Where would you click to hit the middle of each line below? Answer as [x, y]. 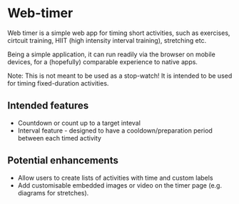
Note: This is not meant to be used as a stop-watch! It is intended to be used [120, 76]
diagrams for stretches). [53, 193]
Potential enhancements [63, 161]
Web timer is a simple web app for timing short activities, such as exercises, [119, 33]
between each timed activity [60, 138]
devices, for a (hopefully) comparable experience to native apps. [103, 61]
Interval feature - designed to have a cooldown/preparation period [115, 131]
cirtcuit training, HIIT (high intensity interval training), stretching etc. [107, 40]
